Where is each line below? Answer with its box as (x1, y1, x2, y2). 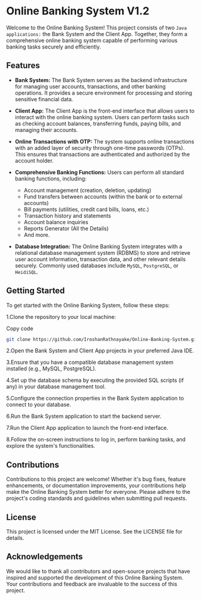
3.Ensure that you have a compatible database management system (6, 358, 173, 366)
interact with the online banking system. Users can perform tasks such (14, 113, 190, 120)
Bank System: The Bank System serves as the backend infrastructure (14, 76, 187, 83)
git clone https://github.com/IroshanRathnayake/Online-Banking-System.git (6, 336, 199, 342)
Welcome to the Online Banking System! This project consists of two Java (6, 24, 187, 31)
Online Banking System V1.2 (6, 4, 150, 18)
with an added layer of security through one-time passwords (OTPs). (14, 144, 185, 151)
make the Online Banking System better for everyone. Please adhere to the (6, 489, 190, 496)
